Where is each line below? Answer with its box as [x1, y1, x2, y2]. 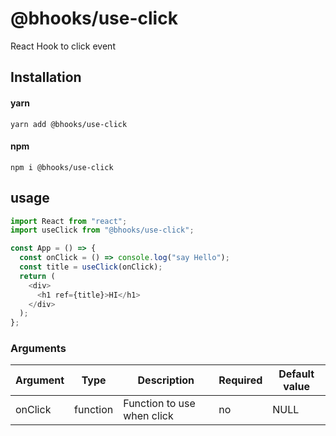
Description [137, 373, 195, 387]
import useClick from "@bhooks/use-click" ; [10, 225, 195, 236]
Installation [10, 69, 82, 86]
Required [218, 373, 263, 387]
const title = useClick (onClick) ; [19, 262, 163, 272]
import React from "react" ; [10, 216, 128, 226]
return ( [19, 271, 56, 281]
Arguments [10, 342, 67, 356]
